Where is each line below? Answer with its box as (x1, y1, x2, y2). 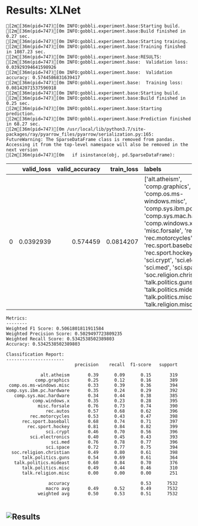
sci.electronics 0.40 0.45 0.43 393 (29, 434, 178, 440)
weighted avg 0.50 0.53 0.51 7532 (37, 491, 178, 497)
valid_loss (22, 165, 51, 173)
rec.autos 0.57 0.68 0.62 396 (45, 408, 178, 414)
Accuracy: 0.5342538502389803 (6, 341, 81, 347)
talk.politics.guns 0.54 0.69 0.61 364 (21, 455, 178, 461)
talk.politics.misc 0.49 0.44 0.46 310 (21, 465, 178, 471)
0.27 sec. (6, 33, 31, 39)
